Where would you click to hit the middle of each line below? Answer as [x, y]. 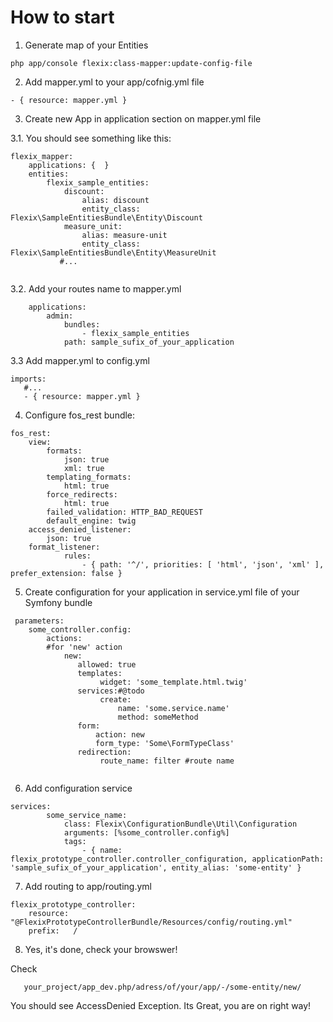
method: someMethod [158, 717]
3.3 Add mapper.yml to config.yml [80, 360]
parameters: [39, 621]
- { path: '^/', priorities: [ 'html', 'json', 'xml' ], [203, 564]
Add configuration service [78, 788]
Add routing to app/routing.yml [88, 886]
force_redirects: [82, 494]
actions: [64, 638]
